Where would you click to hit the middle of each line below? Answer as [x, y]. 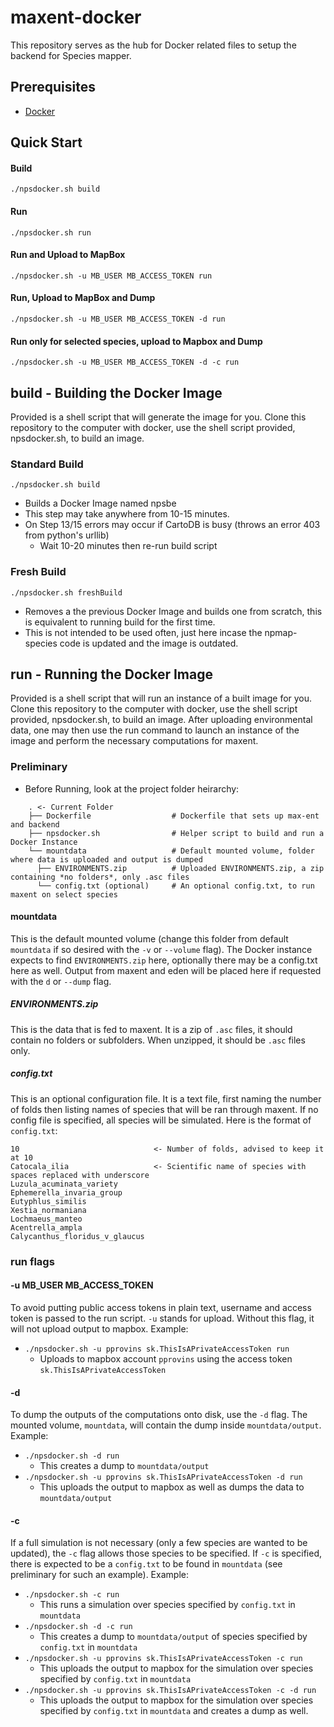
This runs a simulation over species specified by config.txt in [167, 1605]
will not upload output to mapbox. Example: [99, 1328]
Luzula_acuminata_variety [64, 1184]
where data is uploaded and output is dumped [106, 859]
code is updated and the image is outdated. [149, 643]
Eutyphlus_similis [48, 1201]
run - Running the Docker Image [111, 674]
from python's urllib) [67, 535]
